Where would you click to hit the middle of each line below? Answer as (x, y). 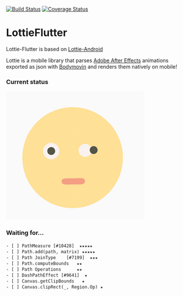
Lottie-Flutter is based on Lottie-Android (55, 49)
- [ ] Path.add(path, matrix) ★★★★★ (51, 252)
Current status (27, 82)
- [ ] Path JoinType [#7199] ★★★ (52, 258)
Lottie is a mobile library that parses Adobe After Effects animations (87, 60)
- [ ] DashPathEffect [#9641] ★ (47, 275)
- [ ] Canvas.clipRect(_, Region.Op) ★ (55, 287)
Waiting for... (25, 233)
